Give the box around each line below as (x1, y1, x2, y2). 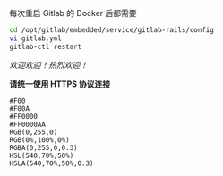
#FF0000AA (9, 120, 47, 129)
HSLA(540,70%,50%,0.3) (9, 159, 94, 168)
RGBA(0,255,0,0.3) (9, 143, 78, 152)
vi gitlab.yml (9, 34, 63, 43)
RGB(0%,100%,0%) (9, 135, 70, 145)
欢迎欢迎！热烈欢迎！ (9, 59, 88, 70)
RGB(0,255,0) (9, 128, 58, 137)
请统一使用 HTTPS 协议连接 (9, 79, 111, 89)
